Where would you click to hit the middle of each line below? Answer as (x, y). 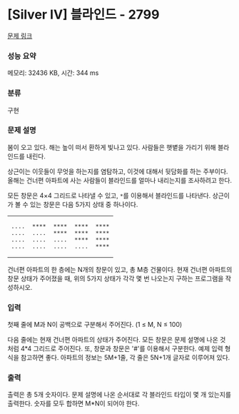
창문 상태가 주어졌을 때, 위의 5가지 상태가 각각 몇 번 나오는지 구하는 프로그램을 (116, 278)
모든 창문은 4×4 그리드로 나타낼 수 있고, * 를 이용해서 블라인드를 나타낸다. (109, 195)
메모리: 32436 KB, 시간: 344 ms (53, 73)
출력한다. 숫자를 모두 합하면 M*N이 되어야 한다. (73, 403)
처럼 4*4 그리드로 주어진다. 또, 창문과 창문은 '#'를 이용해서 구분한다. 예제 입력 (115, 349)
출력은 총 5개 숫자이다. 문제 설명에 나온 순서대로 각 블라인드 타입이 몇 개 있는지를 (119, 395)
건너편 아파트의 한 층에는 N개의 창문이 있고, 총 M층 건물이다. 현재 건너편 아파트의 (120, 269)
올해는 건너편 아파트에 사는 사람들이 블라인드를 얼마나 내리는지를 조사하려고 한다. (120, 180)
